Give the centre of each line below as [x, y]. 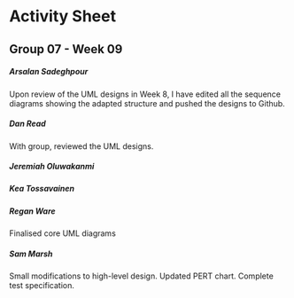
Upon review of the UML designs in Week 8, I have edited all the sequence [145, 94]
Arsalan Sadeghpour [49, 72]
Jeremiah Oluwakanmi [52, 167]
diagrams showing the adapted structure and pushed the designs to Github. [147, 103]
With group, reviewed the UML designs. [81, 146]
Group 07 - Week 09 [66, 49]
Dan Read [27, 124]
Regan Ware [32, 211]
